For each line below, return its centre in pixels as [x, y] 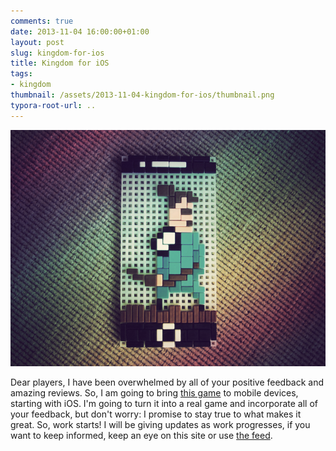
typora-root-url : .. [53, 105]
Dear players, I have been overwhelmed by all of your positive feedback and [167, 382]
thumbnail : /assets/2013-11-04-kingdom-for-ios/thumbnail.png [142, 95]
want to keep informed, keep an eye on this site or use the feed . [141, 435]
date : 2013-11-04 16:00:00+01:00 [80, 31]
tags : [21, 74]
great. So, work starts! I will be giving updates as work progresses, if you [160, 424]
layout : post [37, 42]
